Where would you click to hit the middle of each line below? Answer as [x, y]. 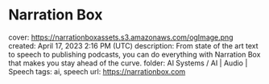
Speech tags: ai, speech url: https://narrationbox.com [97, 71]
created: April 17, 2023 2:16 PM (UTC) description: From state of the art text [134, 45]
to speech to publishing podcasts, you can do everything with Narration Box [134, 54]
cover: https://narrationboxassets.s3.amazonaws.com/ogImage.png [121, 37]
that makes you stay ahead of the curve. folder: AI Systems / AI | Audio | [128, 63]
